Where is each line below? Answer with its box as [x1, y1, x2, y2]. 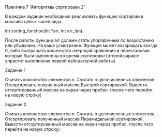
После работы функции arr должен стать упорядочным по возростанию [5, 37, 154, 43]
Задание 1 [5, 67, 26, 73]
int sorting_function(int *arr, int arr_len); [5, 28, 84, 33]
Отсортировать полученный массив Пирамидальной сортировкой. [5, 116, 144, 122]
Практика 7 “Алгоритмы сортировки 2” [5, 4, 86, 10]
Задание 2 [5, 102, 27, 107]
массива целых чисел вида [5, 19, 62, 24]
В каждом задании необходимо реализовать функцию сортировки [5, 14, 144, 19]
